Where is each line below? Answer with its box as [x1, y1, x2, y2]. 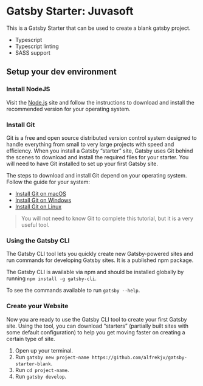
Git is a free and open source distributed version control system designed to [6, 134, 197, 141]
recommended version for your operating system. [6, 105, 131, 112]
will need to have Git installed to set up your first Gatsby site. [6, 160, 158, 167]
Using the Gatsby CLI [6, 236, 70, 244]
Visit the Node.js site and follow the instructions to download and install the [6, 98, 194, 106]
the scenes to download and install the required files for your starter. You [6, 153, 189, 160]
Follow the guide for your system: [6, 178, 90, 185]
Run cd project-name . [15, 366, 69, 373]
